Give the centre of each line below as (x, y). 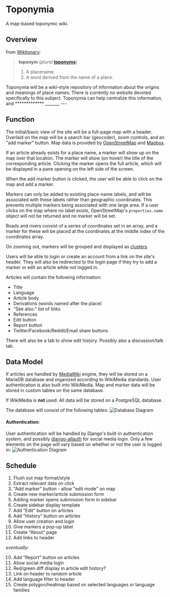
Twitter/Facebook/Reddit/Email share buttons (61, 330)
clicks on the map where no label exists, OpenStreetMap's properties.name (84, 210)
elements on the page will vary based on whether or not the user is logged (84, 444)
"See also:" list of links (37, 309)
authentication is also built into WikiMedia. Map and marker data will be (80, 385)
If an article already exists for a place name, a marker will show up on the (82, 152)
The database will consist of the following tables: (57, 410)
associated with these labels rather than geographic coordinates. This (79, 199)
